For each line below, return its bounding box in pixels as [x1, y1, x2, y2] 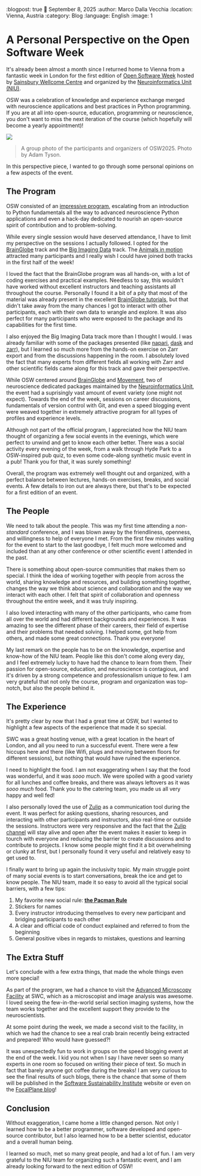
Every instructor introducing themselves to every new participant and [14, 909, 186, 917]
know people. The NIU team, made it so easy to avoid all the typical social [6, 879, 188, 886]
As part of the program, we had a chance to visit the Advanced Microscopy [6, 986, 191, 994]
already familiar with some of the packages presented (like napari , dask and [6, 339, 193, 346]
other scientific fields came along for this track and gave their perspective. [6, 365, 190, 372]
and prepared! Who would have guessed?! [6, 1036, 111, 1043]
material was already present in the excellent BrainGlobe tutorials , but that [6, 296, 188, 303]
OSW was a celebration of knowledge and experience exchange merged [6, 96, 185, 103]
